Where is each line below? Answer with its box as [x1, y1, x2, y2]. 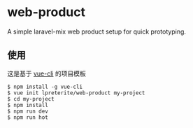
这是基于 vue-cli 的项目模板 [7, 69, 86, 78]
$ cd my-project [7, 95, 55, 102]
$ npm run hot [7, 113, 49, 121]
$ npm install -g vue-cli [7, 83, 83, 90]
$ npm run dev [7, 108, 49, 115]
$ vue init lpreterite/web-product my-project [7, 89, 145, 97]
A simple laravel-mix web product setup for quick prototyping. [7, 27, 187, 36]
